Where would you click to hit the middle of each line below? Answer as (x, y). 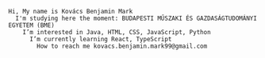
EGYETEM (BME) (32, 25)
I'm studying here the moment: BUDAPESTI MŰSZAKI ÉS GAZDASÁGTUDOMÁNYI (136, 18)
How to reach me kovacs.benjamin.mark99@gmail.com (122, 46)
